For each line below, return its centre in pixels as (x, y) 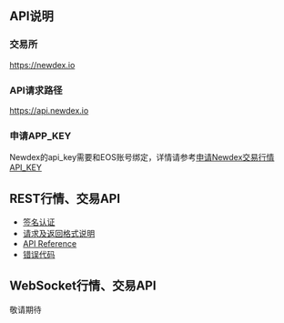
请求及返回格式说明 (59, 234)
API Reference (50, 244)
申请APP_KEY (41, 136)
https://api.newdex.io (49, 110)
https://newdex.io (42, 65)
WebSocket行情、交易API (83, 286)
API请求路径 (36, 90)
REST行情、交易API (65, 198)
